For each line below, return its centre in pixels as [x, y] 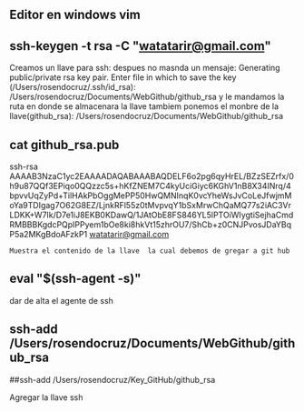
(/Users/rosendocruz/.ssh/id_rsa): [73, 87]
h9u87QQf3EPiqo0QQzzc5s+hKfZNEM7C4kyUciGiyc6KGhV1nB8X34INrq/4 [151, 186]
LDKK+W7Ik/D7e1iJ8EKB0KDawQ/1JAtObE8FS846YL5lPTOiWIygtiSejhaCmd [152, 215]
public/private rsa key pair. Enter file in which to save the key [123, 77]
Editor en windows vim [75, 15]
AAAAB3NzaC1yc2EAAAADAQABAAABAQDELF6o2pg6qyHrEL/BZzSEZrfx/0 [152, 176]
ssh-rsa [24, 166]
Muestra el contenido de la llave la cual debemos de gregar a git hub [150, 251]
